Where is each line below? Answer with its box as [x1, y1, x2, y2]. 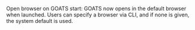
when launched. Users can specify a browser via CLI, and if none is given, [6, 11, 190, 18]
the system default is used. [6, 18, 73, 24]
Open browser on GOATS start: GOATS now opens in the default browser [6, 5, 187, 12]
